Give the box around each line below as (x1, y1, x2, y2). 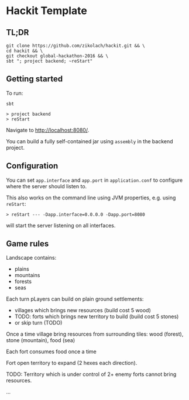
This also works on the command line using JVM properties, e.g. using (6, 194, 176, 201)
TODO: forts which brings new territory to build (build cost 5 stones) (14, 313, 179, 320)
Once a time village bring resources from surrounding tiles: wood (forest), (6, 330, 184, 337)
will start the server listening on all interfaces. (6, 222, 116, 229)
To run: (6, 89, 23, 96)
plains (14, 265, 29, 273)
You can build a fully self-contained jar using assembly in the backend (6, 137, 174, 144)
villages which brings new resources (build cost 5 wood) (14, 307, 151, 314)
